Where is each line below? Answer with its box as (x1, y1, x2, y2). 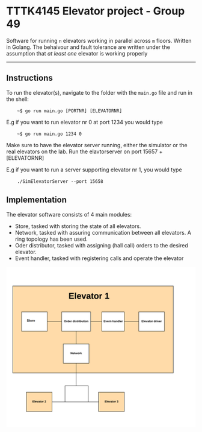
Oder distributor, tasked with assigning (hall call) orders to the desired (14, 241, 188, 249)
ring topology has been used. (14, 235, 88, 243)
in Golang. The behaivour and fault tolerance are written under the (6, 43, 170, 51)
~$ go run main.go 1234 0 (17, 131, 82, 137)
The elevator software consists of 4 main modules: (6, 211, 132, 218)
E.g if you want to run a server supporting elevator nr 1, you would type (6, 166, 182, 173)
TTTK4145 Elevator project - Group (6, 4, 185, 18)
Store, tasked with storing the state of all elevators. (14, 222, 141, 230)
